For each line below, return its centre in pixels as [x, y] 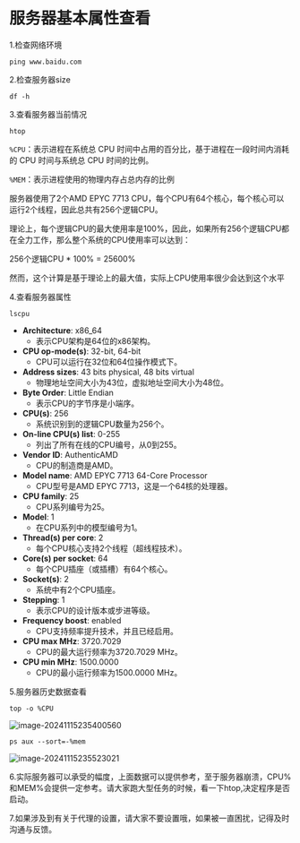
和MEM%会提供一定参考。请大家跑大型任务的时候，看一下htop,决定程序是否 [150, 787]
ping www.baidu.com [46, 62]
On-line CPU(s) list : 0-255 [71, 434]
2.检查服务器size [40, 79]
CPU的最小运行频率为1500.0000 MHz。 [109, 672]
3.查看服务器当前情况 [48, 114]
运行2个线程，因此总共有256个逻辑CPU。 [86, 209]
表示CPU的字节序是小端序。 [87, 403]
